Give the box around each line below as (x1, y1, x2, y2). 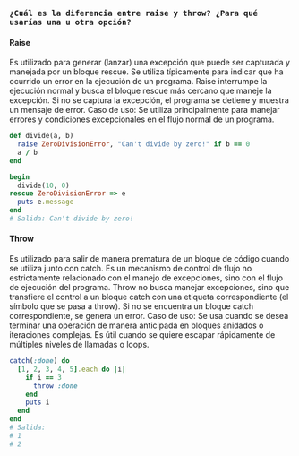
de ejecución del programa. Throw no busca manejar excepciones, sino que (9, 282, 290, 293)
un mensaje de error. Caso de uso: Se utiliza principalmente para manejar (9, 105, 280, 116)
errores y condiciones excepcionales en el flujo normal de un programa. (9, 114, 275, 125)
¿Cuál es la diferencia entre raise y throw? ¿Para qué (9, 8, 258, 18)
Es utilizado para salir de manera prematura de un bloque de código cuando (9, 254, 290, 264)
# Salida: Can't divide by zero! (9, 214, 134, 223)
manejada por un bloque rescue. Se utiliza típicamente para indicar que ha (9, 66, 284, 77)
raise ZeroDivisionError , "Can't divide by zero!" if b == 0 (17, 140, 251, 149)
